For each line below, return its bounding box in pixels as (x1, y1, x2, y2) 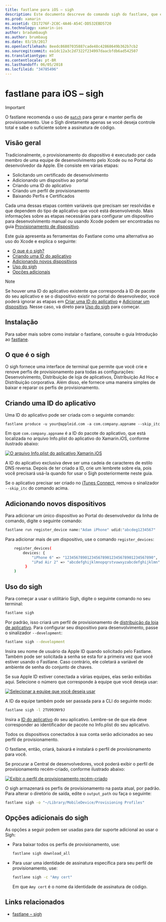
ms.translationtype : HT (5, 53, 54, 58)
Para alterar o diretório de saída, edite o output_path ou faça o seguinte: (5, 790, 152, 796)
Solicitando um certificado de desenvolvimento (12, 172, 109, 178)
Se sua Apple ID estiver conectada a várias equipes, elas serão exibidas (5, 673, 152, 679)
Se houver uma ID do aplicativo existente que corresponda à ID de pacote (5, 288, 156, 294)
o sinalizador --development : (5, 630, 63, 636)
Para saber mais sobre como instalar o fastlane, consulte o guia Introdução (5, 331, 158, 337)
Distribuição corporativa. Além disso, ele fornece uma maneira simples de (5, 380, 156, 385)
